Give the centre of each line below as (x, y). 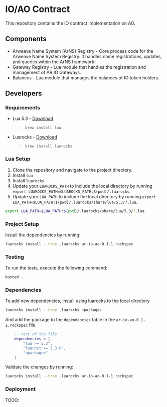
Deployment (21, 389)
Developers (24, 94)
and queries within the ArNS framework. (54, 62)
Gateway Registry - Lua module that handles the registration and (79, 67)
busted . (14, 277)
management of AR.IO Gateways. (47, 72)
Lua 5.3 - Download (33, 118)
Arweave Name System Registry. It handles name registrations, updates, (87, 56)
